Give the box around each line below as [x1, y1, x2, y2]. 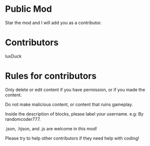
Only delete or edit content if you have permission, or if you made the [5, 87, 146, 92]
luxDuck [5, 53, 22, 59]
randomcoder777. [5, 116, 41, 122]
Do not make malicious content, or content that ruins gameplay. [5, 101, 133, 107]
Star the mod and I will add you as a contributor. [5, 20, 102, 26]
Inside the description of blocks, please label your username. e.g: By [5, 111, 144, 117]
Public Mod [5, 3, 52, 15]
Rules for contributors [5, 70, 97, 82]
